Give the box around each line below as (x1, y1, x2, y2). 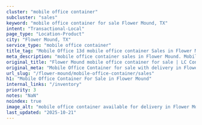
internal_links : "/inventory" (6, 82, 82, 88)
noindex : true (6, 98, 42, 104)
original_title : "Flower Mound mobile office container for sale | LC (6, 59, 187, 65)
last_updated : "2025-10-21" (6, 109, 77, 115)
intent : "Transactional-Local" (6, 25, 85, 32)
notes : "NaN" (6, 93, 39, 99)
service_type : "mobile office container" (6, 43, 112, 49)
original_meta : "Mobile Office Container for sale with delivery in (6, 64, 182, 71)
